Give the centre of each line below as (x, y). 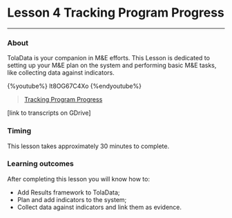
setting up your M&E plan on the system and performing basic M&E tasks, (112, 65)
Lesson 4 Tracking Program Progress (116, 13)
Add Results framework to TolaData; (68, 192)
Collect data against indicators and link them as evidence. (99, 207)
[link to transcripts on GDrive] (49, 113)
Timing (19, 131)
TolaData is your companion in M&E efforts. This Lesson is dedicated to (109, 58)
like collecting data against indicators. (61, 73)
